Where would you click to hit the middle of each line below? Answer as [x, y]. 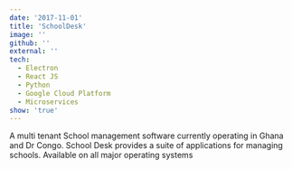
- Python [34, 85]
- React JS [38, 77]
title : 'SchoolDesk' [48, 26]
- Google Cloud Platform [64, 93]
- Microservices [48, 102]
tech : [19, 60]
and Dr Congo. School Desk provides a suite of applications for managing [146, 146]
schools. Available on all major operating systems [101, 155]
